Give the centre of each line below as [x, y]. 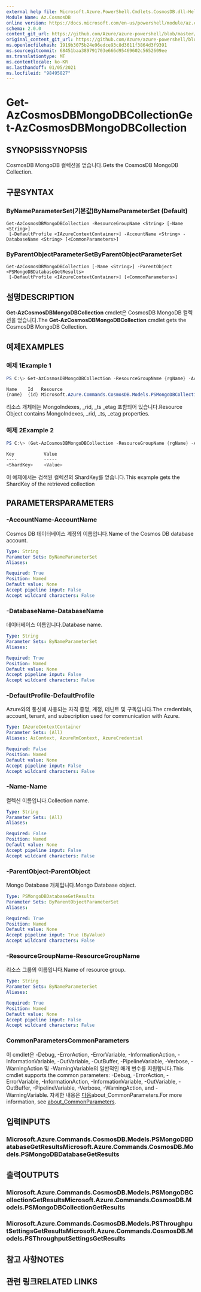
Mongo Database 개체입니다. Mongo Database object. [71, 885]
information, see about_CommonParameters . [61, 1102]
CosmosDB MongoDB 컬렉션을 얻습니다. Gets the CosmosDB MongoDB [92, 165]
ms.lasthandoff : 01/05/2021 [41, 67]
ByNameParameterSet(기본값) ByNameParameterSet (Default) [97, 211]
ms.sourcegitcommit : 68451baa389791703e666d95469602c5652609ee [87, 51]
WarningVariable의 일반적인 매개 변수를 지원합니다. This [118, 1068]
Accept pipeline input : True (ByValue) [56, 935]
